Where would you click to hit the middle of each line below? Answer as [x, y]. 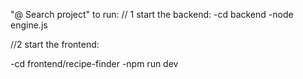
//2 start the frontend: [55, 44]
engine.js [29, 25]
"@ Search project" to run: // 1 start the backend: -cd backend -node [152, 14]
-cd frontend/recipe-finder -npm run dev [94, 63]
